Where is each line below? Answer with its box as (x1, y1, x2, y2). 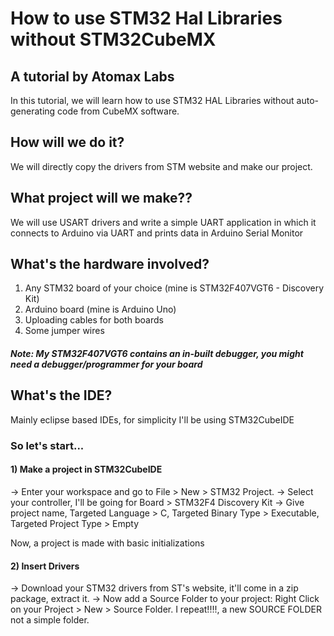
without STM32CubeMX (10, 28, 217, 51)
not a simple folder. (10, 614, 90, 626)
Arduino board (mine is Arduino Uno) (24, 303, 177, 316)
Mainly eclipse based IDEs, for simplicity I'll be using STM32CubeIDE (10, 413, 295, 426)
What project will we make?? (10, 190, 193, 207)
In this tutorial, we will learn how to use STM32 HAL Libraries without (10, 95, 295, 106)
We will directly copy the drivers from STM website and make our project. (10, 160, 313, 172)
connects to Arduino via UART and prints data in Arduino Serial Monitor (10, 227, 304, 239)
